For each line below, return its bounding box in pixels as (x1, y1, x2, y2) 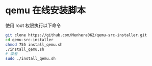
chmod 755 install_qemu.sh (5, 42, 63, 47)
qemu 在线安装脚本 (5, 5, 86, 16)
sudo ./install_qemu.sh (5, 56, 56, 61)
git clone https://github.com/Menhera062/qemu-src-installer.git (5, 32, 147, 38)
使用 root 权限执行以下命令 (5, 22, 61, 28)
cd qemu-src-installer (5, 37, 54, 42)
